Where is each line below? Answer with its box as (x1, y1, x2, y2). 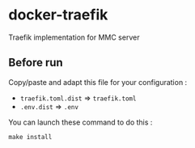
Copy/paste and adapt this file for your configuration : (8, 77, 188, 87)
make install (8, 133, 53, 141)
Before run (8, 56, 63, 70)
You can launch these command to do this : (8, 117, 153, 127)
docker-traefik (8, 6, 108, 24)
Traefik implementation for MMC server (8, 32, 140, 42)
